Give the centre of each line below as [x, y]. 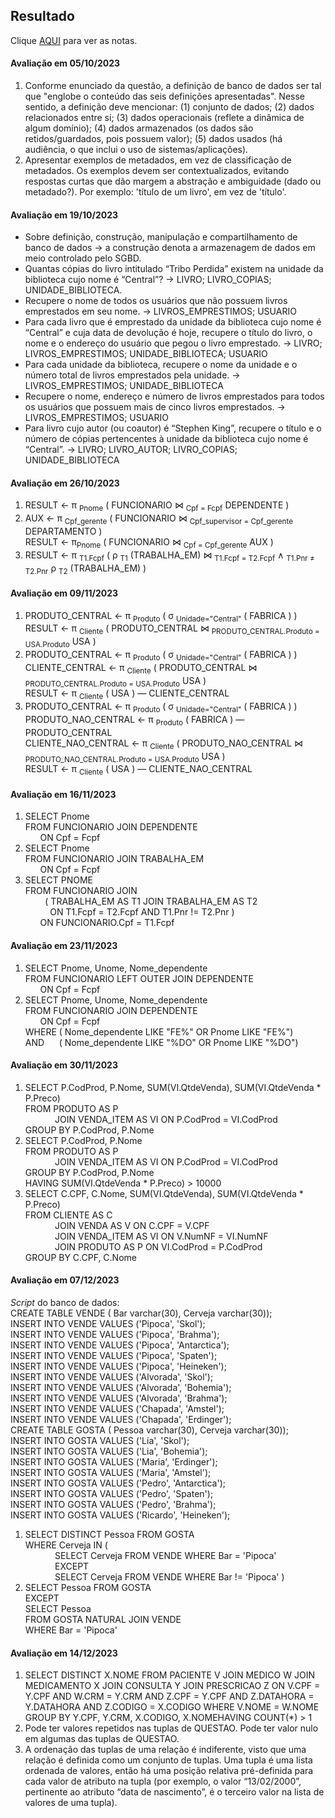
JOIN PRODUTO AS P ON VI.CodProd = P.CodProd [158, 1246]
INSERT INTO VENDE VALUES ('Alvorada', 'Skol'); [112, 1376]
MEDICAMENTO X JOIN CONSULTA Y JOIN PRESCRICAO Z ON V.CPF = [172, 1686]
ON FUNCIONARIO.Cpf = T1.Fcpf [107, 923]
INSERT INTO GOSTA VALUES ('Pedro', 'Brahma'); [113, 1504]
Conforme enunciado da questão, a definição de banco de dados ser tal [173, 86]
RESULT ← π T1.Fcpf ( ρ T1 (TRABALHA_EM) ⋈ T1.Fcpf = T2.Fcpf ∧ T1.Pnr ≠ [169, 556]
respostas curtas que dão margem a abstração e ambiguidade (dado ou [173, 181]
